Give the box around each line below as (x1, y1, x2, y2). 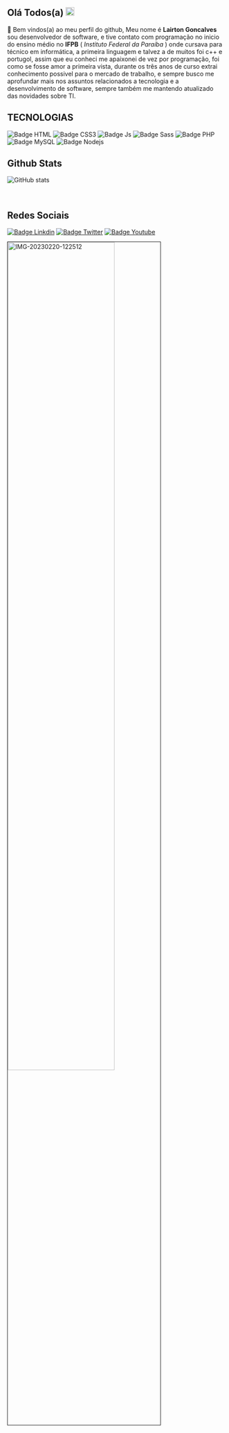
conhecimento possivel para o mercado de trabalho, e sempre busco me (7, 69, 214, 78)
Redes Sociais (7, 209, 69, 221)
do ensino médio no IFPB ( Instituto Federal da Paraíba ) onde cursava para (7, 40, 223, 49)
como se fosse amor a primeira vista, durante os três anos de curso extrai (7, 62, 218, 70)
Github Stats (7, 157, 62, 170)
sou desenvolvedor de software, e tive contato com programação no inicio (7, 33, 220, 41)
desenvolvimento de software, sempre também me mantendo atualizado (7, 84, 214, 92)
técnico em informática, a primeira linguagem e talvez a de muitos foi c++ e (7, 47, 223, 55)
